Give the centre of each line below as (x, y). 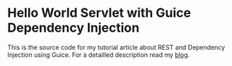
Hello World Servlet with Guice (99, 13)
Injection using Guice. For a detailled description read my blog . (99, 55)
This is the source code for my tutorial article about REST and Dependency (116, 47)
